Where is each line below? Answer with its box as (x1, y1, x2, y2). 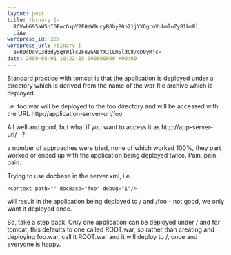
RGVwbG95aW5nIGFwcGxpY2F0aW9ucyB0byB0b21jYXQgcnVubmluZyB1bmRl (13, 23, 199, 30)
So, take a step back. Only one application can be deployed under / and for (7, 218, 221, 226)
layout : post (7, 10, 45, 17)
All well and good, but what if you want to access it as (7, 122, 160, 131)
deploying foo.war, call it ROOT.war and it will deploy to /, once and (7, 232, 198, 240)
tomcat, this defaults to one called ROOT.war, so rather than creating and (7, 225, 215, 234)
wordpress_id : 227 (7, 36, 60, 43)
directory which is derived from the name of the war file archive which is (7, 81, 213, 90)
